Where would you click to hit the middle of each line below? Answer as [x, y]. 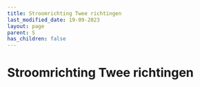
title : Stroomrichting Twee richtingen [64, 13]
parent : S [21, 33]
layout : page [26, 26]
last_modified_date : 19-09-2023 [53, 20]
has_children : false [37, 39]
